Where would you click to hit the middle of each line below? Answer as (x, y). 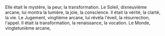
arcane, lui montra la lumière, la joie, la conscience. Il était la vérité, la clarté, (83, 12)
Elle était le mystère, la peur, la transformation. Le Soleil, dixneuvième (76, 7)
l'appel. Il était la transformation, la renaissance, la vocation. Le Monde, (78, 23)
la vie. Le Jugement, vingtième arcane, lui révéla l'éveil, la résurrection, (78, 18)
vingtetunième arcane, (28, 28)
